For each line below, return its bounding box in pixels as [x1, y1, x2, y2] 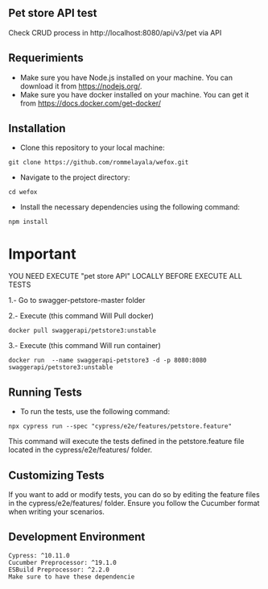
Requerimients [8, 52, 84, 65]
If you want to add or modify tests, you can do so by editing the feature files [8, 490, 260, 499]
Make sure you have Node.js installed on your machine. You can [19, 73, 233, 82]
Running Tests [8, 385, 82, 399]
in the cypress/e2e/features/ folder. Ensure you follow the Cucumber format [8, 499, 260, 508]
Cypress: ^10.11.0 [8, 551, 70, 559]
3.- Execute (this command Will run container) [8, 341, 161, 350]
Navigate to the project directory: [19, 172, 130, 182]
